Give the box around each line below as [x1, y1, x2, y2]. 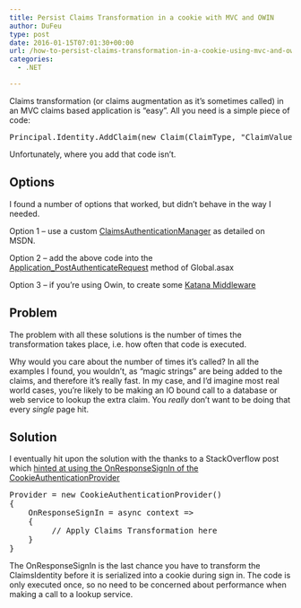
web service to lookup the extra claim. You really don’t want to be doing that [9, 394, 291, 404]
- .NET [17, 64, 42, 73]
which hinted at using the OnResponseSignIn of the [9, 463, 199, 473]
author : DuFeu [9, 22, 63, 30]
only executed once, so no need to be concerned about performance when [9, 579, 287, 590]
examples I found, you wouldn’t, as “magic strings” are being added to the [9, 365, 283, 377]
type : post [9, 30, 50, 39]
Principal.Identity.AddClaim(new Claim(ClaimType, [9, 132, 236, 142]
